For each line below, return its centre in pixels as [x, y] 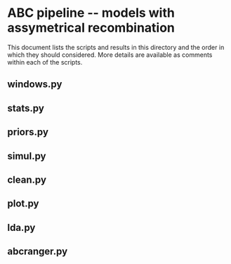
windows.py [35, 85]
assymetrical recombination [91, 28]
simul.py [27, 156]
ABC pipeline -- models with [91, 13]
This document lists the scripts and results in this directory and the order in [116, 47]
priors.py [28, 132]
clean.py [27, 179]
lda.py [21, 227]
